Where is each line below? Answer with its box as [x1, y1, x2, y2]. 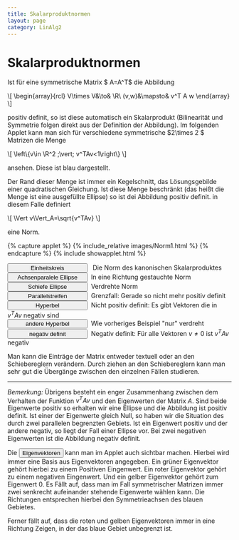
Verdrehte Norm [90, 282, 139, 291]
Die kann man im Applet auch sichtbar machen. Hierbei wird [7, 449, 230, 457]
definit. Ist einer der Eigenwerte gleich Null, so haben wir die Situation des [7, 412, 224, 420]
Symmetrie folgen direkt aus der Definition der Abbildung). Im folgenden [7, 121, 219, 129]
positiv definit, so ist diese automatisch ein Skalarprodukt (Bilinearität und [7, 113, 223, 122]
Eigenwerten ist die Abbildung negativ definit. [7, 434, 141, 443]
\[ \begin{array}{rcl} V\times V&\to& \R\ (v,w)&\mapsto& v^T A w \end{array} [7, 92, 230, 101]
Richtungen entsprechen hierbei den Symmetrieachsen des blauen [7, 495, 203, 504]
